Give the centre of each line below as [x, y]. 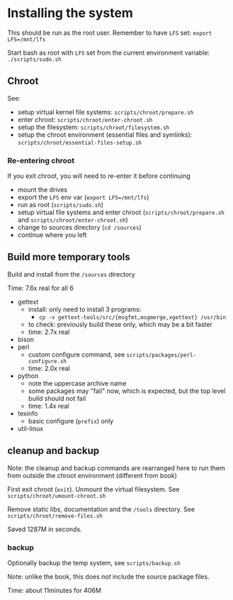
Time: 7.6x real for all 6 [41, 288]
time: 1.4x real [49, 406]
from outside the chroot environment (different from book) [92, 475]
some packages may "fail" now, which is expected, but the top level [127, 391]
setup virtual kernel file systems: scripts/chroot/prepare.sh [106, 112]
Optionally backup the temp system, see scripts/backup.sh [94, 562]
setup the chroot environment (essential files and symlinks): [105, 134]
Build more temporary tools [69, 257]
